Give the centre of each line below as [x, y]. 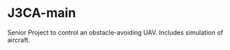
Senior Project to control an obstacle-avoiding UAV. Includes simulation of [115, 32]
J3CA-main [42, 13]
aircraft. [19, 39]
